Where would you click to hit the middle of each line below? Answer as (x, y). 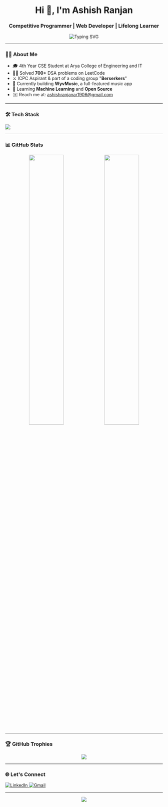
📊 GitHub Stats (24, 145)
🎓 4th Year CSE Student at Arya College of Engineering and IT (77, 66)
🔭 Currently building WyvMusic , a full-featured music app (72, 83)
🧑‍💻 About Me (21, 55)
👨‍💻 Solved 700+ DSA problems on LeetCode (58, 73)
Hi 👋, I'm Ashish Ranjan (84, 10)
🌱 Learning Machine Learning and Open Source (62, 89)
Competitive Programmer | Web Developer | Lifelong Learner (84, 26)
